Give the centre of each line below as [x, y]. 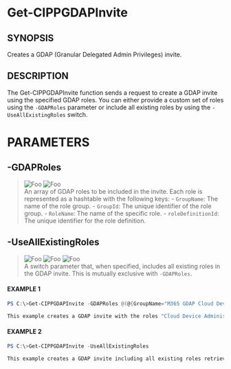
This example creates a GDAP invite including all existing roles [104, 359]
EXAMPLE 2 [24, 332]
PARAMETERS [48, 142]
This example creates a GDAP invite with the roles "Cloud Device [104, 316]
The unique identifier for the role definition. [85, 221]
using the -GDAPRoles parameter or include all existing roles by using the [109, 107]
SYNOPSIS [31, 38]
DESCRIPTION [38, 76]
